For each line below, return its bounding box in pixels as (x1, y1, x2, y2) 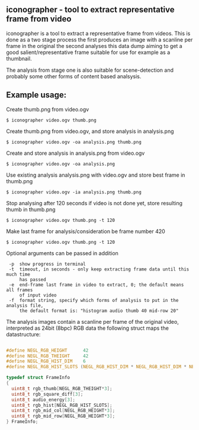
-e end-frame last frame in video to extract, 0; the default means (8, 282, 184, 288)
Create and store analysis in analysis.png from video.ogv (6, 149, 145, 157)
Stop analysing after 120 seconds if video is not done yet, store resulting (6, 199, 182, 206)
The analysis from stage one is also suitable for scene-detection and (6, 66, 174, 74)
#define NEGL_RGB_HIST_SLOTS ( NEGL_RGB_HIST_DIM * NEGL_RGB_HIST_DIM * (6, 364, 187, 370)
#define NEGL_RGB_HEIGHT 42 (6, 347, 89, 353)
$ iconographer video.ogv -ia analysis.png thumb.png (6, 189, 142, 195)
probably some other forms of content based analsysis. (6, 72, 142, 79)
